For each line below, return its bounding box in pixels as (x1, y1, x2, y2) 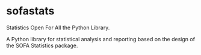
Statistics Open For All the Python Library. (6, 24, 110, 31)
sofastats (6, 4, 55, 18)
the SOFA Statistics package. (6, 42, 78, 49)
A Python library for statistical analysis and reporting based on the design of (6, 35, 196, 42)
